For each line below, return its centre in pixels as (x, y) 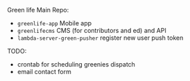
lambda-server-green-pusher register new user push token (100, 38)
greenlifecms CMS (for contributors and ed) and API (92, 31)
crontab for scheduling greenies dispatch (76, 64)
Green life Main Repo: (38, 10)
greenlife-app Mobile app (54, 23)
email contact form (44, 72)
